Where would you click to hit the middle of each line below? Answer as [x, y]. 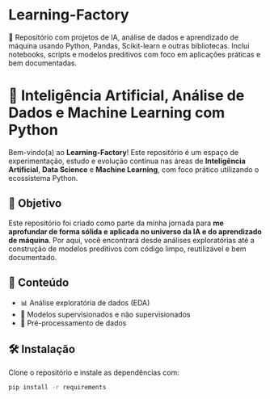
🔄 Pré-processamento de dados [73, 323]
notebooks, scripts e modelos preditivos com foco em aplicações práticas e [135, 54]
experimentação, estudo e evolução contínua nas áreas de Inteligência [127, 161]
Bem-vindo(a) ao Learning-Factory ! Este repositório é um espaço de [123, 152]
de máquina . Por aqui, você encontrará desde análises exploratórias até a [131, 240]
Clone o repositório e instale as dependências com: [94, 372]
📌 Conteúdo [39, 283]
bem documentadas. [43, 63]
